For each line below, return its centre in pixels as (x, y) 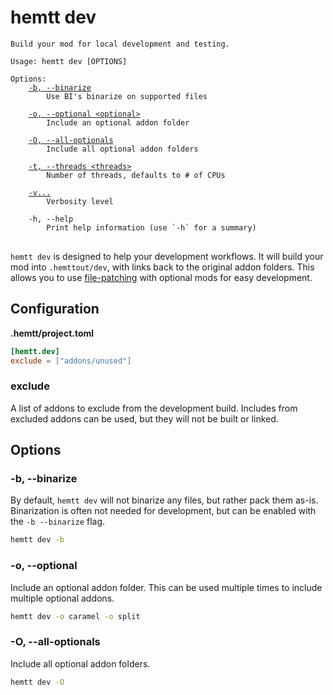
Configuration (55, 309)
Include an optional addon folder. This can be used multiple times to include (166, 587)
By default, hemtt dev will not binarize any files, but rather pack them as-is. (164, 500)
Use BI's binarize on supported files (127, 96)
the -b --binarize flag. (58, 522)
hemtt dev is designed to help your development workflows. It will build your (167, 256)
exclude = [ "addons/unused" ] (71, 361)
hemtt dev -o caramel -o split (75, 616)
